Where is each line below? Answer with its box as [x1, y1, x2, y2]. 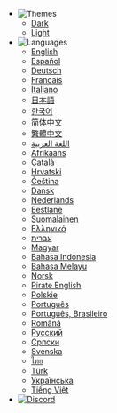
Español [30, 56, 61, 66]
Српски [30, 336, 60, 347]
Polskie [30, 289, 58, 300]
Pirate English [30, 280, 82, 290]
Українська [30, 375, 74, 385]
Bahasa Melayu [30, 261, 87, 271]
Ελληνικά [30, 223, 66, 233]
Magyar [30, 242, 59, 253]
